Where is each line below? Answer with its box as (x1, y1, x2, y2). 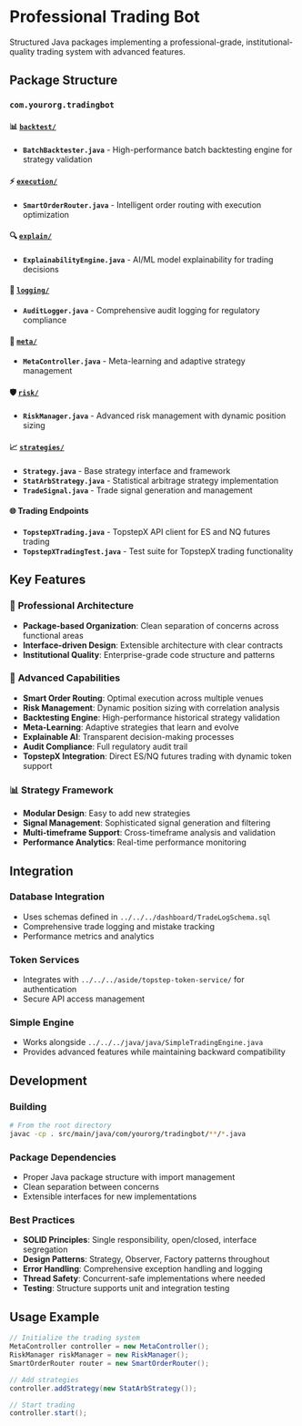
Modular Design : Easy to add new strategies (22, 808, 191, 819)
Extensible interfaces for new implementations (22, 1191, 197, 1202)
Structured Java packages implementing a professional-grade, (9, 36, 245, 47)
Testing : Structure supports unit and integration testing (22, 1283, 230, 1294)
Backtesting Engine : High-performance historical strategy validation (22, 712, 280, 723)
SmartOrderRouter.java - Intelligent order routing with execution (22, 199, 262, 210)
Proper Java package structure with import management (22, 1172, 236, 1183)
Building (9, 1100, 47, 1113)
